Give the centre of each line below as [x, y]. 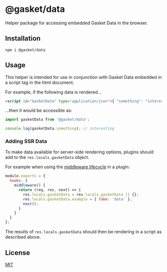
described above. [23, 237]
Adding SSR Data [26, 141]
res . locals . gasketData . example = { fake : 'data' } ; [78, 199]
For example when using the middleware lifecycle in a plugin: [68, 167]
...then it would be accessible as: [39, 111]
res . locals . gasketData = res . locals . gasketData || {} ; [81, 195]
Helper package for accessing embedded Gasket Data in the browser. [77, 23]
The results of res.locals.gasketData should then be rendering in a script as [83, 232]
